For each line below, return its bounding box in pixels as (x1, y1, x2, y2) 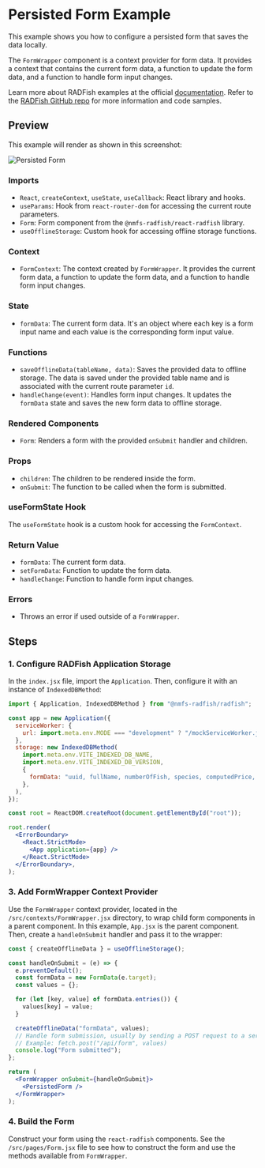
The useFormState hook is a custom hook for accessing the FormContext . (8, 519, 242, 529)
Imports (8, 175, 39, 186)
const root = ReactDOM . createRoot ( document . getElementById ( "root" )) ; (8, 809, 242, 817)
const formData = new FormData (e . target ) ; (15, 974, 157, 981)
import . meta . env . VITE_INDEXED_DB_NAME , (22, 751, 154, 759)
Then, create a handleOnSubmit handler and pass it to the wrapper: (8, 929, 222, 939)
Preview (8, 119, 50, 132)
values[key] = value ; (22, 1003, 93, 1011)
